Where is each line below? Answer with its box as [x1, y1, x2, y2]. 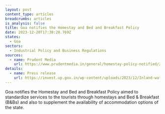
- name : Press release [9, 71, 56, 76]
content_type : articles [5, 12, 54, 17]
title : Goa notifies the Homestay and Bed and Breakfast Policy [5, 25, 139, 30]
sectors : [5, 44, 23, 48]
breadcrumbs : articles [5, 16, 52, 21]
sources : [5, 52, 23, 58]
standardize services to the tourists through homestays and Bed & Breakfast [5, 94, 160, 100]
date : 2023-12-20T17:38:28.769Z [5, 30, 71, 35]
